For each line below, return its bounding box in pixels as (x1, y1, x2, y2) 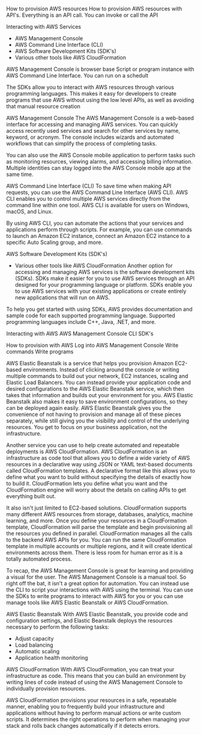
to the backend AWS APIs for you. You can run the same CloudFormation (6, 536, 187, 543)
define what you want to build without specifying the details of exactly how (6, 474, 192, 480)
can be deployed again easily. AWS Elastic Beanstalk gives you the (6, 404, 171, 411)
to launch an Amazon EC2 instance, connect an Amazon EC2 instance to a (6, 233, 190, 239)
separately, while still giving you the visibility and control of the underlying (6, 417, 190, 424)
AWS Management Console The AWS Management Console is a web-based (6, 114, 194, 121)
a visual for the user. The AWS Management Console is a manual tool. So (6, 573, 187, 581)
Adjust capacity (14, 635, 54, 642)
